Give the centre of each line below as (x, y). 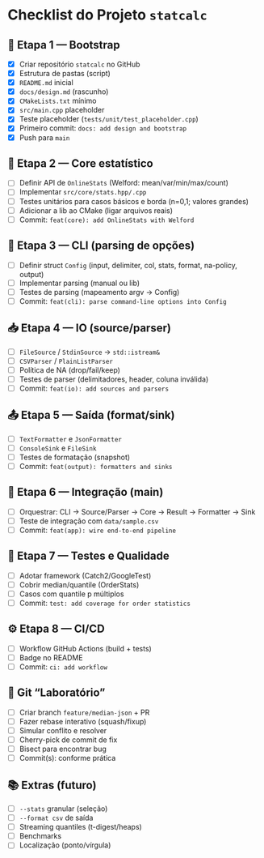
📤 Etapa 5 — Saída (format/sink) (91, 415)
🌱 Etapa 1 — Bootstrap (64, 45)
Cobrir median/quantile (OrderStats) (79, 584)
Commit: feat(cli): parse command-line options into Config (123, 301)
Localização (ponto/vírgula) (65, 845)
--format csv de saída (56, 818)
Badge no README (51, 657)
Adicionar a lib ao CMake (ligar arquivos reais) (96, 210)
